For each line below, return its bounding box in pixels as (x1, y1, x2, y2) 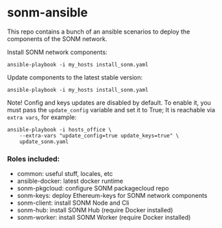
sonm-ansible (7, 5, 88, 21)
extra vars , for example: (7, 113, 77, 121)
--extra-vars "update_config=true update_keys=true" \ (19, 132, 180, 139)
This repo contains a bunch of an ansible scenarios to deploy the (7, 27, 190, 36)
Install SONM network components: (7, 48, 108, 56)
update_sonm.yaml (19, 138, 69, 145)
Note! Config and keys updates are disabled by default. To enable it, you (7, 98, 211, 107)
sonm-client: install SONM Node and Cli (16, 199, 129, 207)
